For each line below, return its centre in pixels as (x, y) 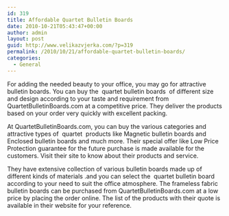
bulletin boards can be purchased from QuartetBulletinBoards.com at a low (113, 191)
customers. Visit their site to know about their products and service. (103, 156)
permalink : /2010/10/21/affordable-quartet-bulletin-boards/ (96, 52)
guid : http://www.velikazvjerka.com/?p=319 (70, 45)
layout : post (26, 39)
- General (27, 64)
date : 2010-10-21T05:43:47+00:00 (55, 26)
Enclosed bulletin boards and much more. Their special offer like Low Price (113, 141)
